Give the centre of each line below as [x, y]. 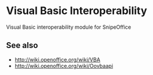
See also [22, 45]
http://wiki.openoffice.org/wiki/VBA [57, 59]
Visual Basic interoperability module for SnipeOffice [69, 27]
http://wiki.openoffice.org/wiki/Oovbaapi [64, 66]
